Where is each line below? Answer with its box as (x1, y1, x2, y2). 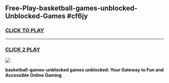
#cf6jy (67, 12, 88, 21)
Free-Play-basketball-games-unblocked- (5, 4, 138, 13)
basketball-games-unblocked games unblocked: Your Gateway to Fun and (5, 66, 164, 72)
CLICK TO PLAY (5, 27, 44, 34)
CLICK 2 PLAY (5, 46, 40, 53)
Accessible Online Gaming (5, 72, 62, 78)
